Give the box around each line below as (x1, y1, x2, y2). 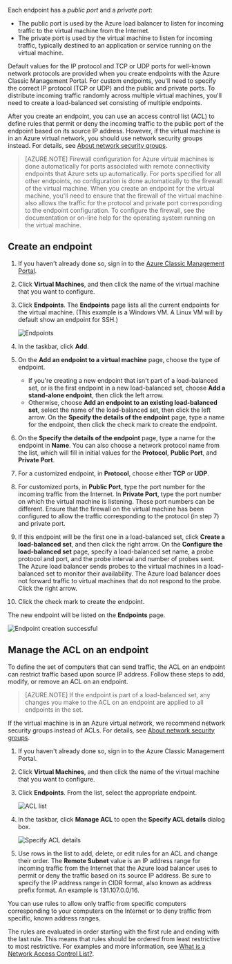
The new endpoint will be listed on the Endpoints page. (8, 611, 166, 619)
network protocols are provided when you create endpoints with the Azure (8, 69, 220, 77)
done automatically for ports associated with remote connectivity (24, 162, 210, 170)
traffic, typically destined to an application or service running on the (17, 41, 211, 49)
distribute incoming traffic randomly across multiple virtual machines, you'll (8, 91, 222, 100)
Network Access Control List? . (8, 949, 95, 958)
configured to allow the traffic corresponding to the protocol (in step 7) (17, 511, 220, 520)
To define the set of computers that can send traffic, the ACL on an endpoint (8, 663, 225, 671)
